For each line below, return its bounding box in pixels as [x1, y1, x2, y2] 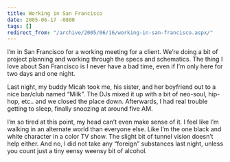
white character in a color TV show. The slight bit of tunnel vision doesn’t [7, 133, 214, 141]
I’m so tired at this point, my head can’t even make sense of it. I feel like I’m [7, 118, 219, 126]
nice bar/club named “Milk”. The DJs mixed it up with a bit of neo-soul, [7, 90, 207, 98]
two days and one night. [7, 70, 76, 78]
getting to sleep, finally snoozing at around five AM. [7, 105, 153, 113]
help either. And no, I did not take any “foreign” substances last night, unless [7, 139, 224, 148]
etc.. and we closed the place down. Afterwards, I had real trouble [21, 97, 208, 106]
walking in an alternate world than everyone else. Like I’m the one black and [7, 125, 222, 133]
